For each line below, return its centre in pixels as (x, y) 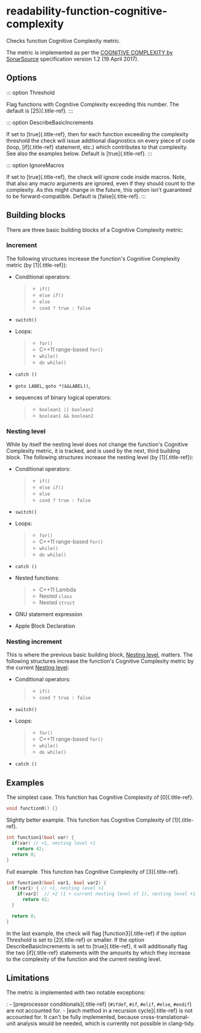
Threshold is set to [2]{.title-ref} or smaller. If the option (75, 940)
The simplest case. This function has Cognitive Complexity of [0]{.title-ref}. (100, 798)
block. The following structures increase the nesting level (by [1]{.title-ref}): (100, 457)
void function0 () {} (32, 808)
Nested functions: (37, 578)
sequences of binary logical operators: (63, 397)
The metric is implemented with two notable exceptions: (76, 992)
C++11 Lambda (58, 590)
